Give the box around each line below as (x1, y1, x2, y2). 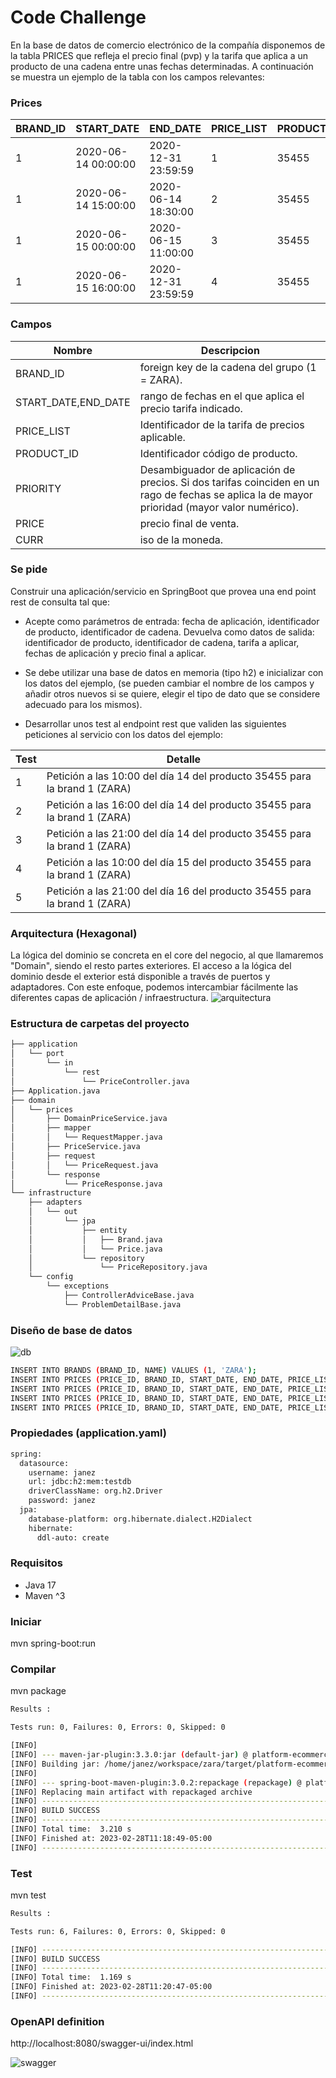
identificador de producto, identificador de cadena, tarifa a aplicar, (24, 636, 300, 648)
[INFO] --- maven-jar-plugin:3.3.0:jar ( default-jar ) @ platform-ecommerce (10, 1750, 333, 1760)
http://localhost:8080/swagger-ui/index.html (10, 2037, 194, 2050)
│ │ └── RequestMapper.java (10, 1132, 163, 1143)
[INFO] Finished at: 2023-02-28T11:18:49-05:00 (10, 1833, 213, 1843)
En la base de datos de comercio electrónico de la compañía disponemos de (10, 39, 326, 51)
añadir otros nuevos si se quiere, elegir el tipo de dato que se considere (24, 687, 321, 700)
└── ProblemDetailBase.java (63, 1299, 182, 1310)
